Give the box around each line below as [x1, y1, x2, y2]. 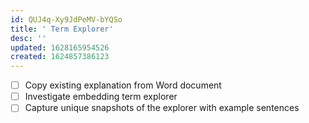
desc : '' [10, 33, 47, 43]
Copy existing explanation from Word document [24, 79, 222, 91]
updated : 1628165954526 [10, 42, 110, 53]
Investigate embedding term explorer [24, 91, 178, 103]
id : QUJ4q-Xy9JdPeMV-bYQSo [10, 14, 123, 25]
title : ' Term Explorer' [10, 24, 114, 34]
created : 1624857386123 [10, 52, 110, 62]
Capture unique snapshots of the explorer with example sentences [24, 102, 300, 114]
